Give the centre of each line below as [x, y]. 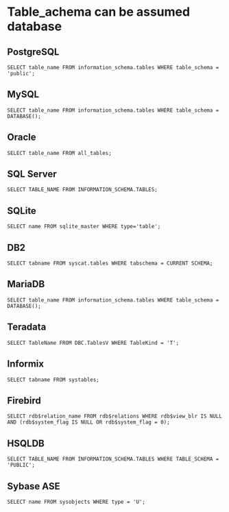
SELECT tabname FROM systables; [53, 380]
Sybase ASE [34, 486]
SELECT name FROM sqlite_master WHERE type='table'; [84, 227]
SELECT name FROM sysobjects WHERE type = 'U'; [76, 502]
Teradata [27, 327]
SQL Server [32, 174]
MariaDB [26, 284]
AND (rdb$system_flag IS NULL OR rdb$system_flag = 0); [88, 422]
